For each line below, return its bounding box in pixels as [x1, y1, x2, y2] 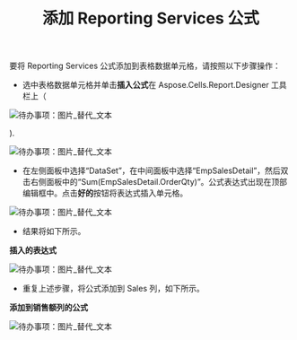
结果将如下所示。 [22, 226, 86, 237]
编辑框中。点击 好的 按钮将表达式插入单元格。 [22, 187, 188, 198]
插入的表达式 [9, 245, 57, 256]
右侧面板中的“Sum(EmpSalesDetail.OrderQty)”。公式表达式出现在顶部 [30, 177, 288, 187]
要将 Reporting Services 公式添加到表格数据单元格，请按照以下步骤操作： [9, 60, 281, 72]
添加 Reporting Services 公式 [41, 8, 260, 29]
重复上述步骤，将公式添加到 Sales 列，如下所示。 [22, 283, 205, 294]
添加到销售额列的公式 [9, 302, 88, 313]
